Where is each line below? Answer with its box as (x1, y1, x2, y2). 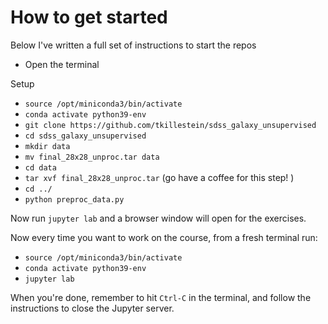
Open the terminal (24, 58, 100, 70)
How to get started (10, 6, 168, 29)
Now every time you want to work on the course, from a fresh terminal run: (10, 231, 318, 243)
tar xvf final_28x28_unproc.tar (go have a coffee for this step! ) (24, 171, 295, 183)
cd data (24, 162, 57, 173)
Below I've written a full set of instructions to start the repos (10, 39, 257, 51)
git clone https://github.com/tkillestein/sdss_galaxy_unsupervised (24, 120, 317, 130)
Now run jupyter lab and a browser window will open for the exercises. (10, 212, 307, 224)
